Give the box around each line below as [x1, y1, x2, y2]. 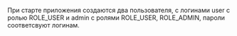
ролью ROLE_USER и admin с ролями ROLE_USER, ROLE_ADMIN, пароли [7, 13, 226, 22]
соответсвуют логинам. [7, 21, 80, 29]
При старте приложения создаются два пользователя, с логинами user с [7, 6, 230, 14]
